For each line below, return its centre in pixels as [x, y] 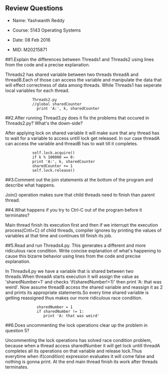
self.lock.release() [53, 170]
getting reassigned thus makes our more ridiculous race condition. [74, 298]
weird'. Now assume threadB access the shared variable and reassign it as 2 [84, 287]
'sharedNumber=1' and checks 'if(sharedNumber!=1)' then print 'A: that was [83, 282]
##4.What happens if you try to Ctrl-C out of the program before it [74, 210]
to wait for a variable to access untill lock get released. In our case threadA [82, 138]
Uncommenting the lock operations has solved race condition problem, [78, 340]
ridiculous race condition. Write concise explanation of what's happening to [83, 250]
